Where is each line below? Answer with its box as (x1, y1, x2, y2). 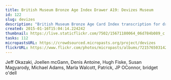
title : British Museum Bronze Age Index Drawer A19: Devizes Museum (5, 7, 154, 13)
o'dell (5, 69, 17, 76)
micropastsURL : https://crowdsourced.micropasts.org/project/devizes (5, 41, 156, 46)
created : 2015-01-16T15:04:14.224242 (5, 26, 85, 31)
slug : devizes (5, 17, 36, 22)
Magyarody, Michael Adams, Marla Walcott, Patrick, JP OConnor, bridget (5, 64, 158, 70)
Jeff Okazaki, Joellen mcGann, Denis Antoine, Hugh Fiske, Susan (5, 59, 142, 65)
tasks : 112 (5, 36, 28, 41)
